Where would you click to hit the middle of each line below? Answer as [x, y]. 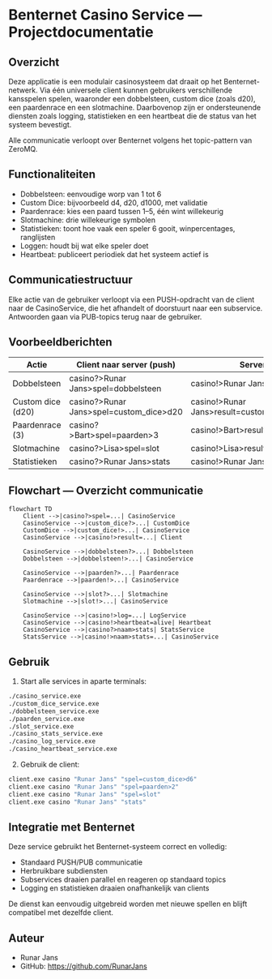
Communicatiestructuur [71, 280]
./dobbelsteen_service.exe [54, 711]
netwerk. [23, 90]
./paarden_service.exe [47, 719]
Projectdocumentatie [81, 32]
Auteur [26, 938]
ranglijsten [38, 237]
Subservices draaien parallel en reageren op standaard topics [123, 880]
